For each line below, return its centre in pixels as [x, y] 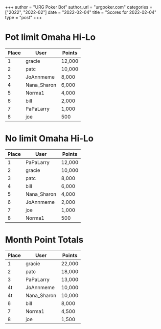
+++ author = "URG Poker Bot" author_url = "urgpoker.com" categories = [79, 7]
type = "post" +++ [24, 17]
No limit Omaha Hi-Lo [49, 139]
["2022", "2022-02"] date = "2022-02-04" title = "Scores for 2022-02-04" [81, 12]
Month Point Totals [44, 240]
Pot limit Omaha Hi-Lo [50, 37]
